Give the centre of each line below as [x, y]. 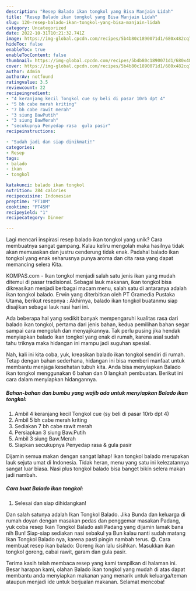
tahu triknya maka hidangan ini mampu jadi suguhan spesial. [78, 343]
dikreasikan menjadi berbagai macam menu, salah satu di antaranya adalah [96, 288]
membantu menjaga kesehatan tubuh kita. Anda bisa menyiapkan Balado [93, 367]
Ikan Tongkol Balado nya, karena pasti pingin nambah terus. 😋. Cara [88, 539]
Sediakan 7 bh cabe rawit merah [53, 426]
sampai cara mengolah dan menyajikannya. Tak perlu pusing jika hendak [93, 331]
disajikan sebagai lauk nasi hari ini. [48, 307]
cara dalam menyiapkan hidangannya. [52, 380]
